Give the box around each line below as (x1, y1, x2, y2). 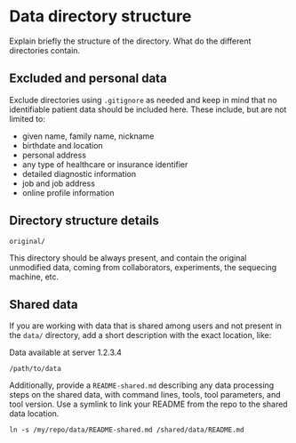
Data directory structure (9, 6, 192, 27)
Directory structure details (9, 213, 160, 229)
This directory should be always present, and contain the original (9, 252, 247, 263)
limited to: (9, 113, 46, 124)
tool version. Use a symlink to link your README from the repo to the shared (9, 399, 288, 410)
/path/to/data (9, 365, 62, 374)
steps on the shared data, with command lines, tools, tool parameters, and (9, 390, 282, 400)
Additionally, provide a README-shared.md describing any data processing (9, 380, 275, 391)
